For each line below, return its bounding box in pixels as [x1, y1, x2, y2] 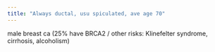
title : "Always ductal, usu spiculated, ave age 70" [7, 10, 166, 17]
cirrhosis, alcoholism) [7, 36, 70, 45]
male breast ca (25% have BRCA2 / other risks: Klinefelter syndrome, [7, 29, 208, 37]
